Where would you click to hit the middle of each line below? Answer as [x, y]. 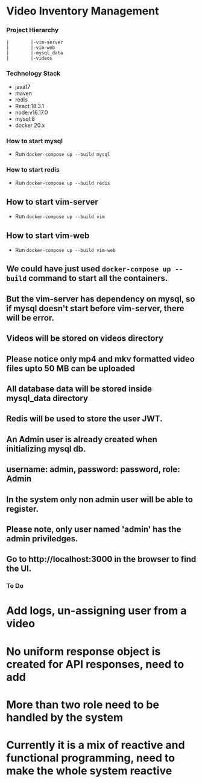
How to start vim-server [52, 201]
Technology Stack [33, 74]
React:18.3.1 [29, 106]
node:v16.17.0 [31, 112]
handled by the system [65, 717]
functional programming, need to [91, 758]
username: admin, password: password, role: [93, 469]
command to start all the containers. [98, 278]
